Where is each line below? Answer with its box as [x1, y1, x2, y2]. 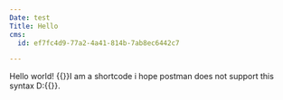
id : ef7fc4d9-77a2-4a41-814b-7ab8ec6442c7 [17, 38, 180, 48]
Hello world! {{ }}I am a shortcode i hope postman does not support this [9, 71, 274, 82]
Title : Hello [9, 22, 59, 31]
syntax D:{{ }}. [9, 80, 61, 91]
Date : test [9, 13, 51, 23]
